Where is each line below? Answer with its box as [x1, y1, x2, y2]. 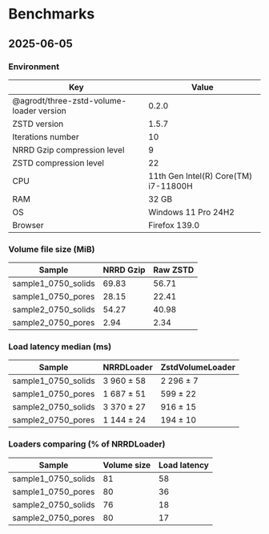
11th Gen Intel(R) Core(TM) [147, 170, 253, 181]
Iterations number [12, 131, 79, 142]
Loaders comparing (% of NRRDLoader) [8, 438, 166, 450]
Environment [8, 61, 60, 72]
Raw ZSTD [153, 264, 195, 275]
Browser [12, 219, 44, 230]
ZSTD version [12, 118, 64, 129]
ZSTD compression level [12, 157, 104, 169]
